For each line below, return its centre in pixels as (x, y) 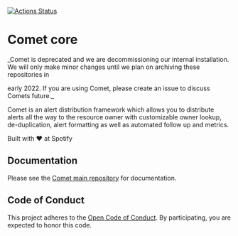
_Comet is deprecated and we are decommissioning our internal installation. (118, 59)
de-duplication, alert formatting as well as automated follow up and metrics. (118, 124)
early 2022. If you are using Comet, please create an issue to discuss (109, 88)
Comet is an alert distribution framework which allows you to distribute (111, 109)
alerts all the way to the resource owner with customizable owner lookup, (114, 117)
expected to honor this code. (50, 225)
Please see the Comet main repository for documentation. (92, 178)
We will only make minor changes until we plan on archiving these (104, 67)
